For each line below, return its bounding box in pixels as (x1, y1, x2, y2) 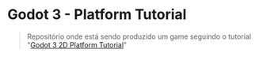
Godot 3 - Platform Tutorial (7, 6, 187, 24)
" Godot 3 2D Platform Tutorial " (26, 40, 128, 49)
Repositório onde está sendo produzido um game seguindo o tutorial (26, 32, 251, 41)
